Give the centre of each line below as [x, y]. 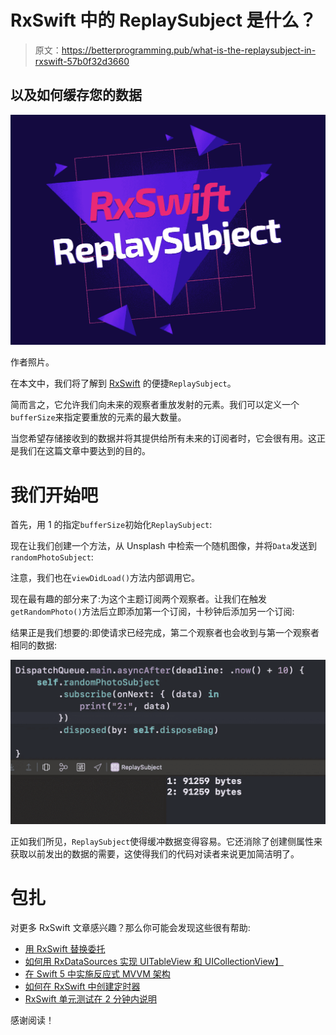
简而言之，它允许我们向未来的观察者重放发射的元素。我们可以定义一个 [155, 405]
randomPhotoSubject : [52, 557]
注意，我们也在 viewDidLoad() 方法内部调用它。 [105, 578]
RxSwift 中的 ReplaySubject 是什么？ [163, 20]
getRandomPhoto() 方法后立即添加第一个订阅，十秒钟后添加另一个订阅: [152, 612]
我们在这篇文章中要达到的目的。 [84, 451]
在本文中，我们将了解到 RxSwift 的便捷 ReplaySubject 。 [123, 383]
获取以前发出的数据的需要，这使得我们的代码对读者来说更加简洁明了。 [155, 853]
